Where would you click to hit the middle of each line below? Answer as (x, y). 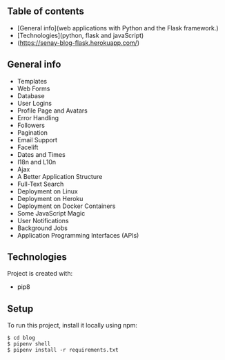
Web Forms (33, 88)
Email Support (37, 140)
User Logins (34, 103)
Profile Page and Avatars (52, 111)
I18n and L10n (37, 162)
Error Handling (38, 117)
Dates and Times (41, 154)
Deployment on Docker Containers (66, 206)
